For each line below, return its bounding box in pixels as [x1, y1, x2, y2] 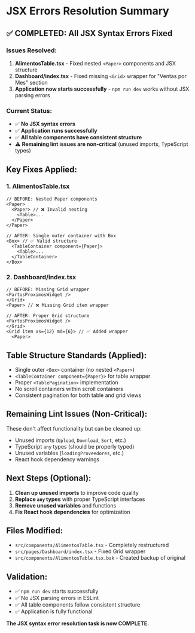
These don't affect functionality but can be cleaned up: [6, 425, 142, 432]
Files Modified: [6, 525, 63, 536]
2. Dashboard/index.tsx [6, 273, 77, 281]
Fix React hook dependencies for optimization [14, 508, 130, 515]
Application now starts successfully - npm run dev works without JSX [14, 85, 190, 92]
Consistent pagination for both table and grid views [14, 392, 142, 399]
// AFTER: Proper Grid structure [6, 313, 90, 319]
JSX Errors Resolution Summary [6, 4, 169, 18]
